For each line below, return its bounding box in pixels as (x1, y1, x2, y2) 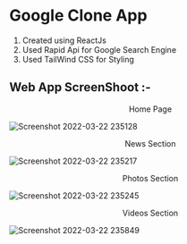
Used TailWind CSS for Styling (21, 54, 134, 64)
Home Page (128, 104, 173, 114)
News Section (124, 138, 176, 148)
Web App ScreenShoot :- (9, 80, 151, 95)
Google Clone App (9, 5, 148, 26)
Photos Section (122, 172, 179, 183)
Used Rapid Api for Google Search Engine (21, 44, 177, 55)
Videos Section (122, 207, 179, 218)
